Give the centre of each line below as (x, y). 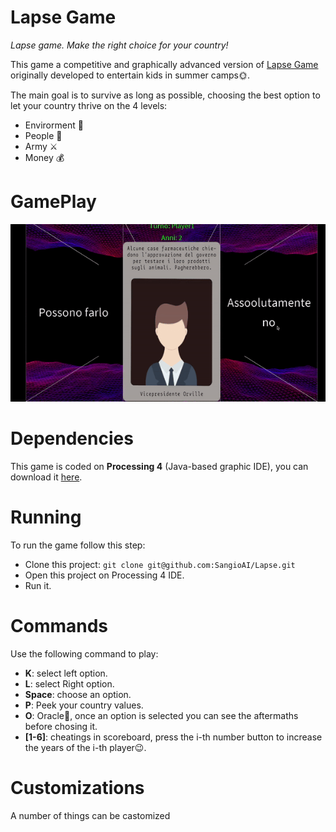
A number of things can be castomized (90, 815)
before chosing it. (61, 726)
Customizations (77, 787)
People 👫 (43, 135)
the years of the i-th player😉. (85, 747)
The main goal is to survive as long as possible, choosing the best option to (165, 95)
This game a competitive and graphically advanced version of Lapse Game (164, 64)
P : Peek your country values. (84, 705)
